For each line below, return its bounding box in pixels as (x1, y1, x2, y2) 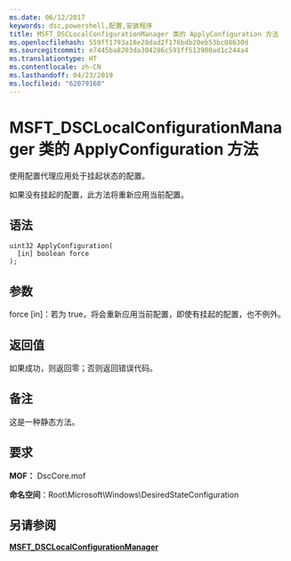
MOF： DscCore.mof (9, 470, 86, 481)
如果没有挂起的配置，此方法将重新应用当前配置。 (9, 188, 189, 200)
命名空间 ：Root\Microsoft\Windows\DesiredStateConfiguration (9, 489, 239, 500)
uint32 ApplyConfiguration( (9, 242, 114, 251)
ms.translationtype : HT (9, 54, 98, 63)
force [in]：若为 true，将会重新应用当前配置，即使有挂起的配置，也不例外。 (9, 309, 287, 320)
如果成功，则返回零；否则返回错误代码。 (9, 363, 158, 373)
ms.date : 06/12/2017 (9, 12, 86, 22)
